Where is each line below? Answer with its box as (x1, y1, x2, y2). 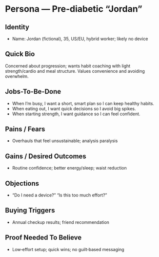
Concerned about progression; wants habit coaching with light (5, 63, 131, 69)
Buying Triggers (5, 206, 55, 214)
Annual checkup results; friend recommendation (12, 219, 110, 225)
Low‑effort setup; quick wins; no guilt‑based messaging (12, 246, 124, 252)
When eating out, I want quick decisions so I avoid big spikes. (12, 106, 136, 111)
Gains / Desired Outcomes (5, 152, 86, 160)
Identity (5, 23, 29, 31)
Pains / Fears (5, 125, 45, 133)
